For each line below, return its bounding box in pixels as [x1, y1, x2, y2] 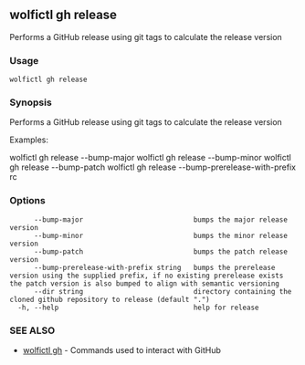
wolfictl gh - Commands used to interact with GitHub [22, 345, 221, 355]
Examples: [9, 134, 48, 145]
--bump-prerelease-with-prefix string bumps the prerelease [33, 263, 276, 272]
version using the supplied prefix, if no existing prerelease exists [9, 271, 284, 280]
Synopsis [9, 96, 52, 109]
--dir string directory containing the [33, 287, 292, 296]
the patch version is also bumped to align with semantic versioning [9, 278, 280, 288]
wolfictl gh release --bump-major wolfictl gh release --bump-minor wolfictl [9, 152, 292, 163]
